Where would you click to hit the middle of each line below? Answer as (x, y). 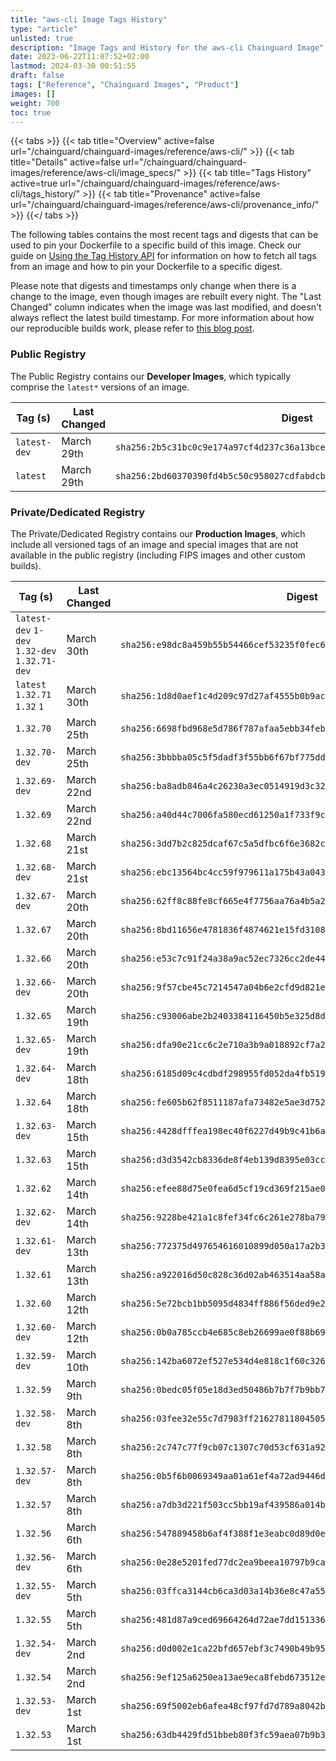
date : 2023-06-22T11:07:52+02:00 (80, 57)
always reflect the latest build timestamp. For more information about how (162, 318)
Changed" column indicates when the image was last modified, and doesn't (166, 307)
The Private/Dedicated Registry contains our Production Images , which (158, 533)
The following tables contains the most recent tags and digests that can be (164, 235)
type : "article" (44, 29)
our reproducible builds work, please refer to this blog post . (132, 328)
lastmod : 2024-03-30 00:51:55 (73, 66)
